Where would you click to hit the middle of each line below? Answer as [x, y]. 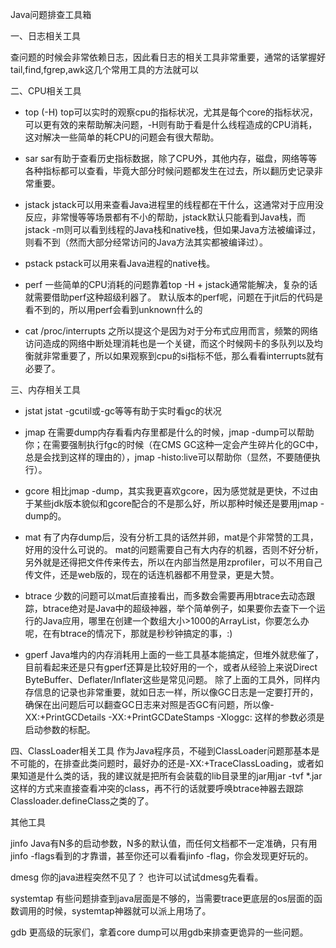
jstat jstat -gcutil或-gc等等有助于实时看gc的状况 [123, 411]
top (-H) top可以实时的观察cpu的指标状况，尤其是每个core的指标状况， [171, 112]
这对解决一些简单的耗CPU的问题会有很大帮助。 [122, 137]
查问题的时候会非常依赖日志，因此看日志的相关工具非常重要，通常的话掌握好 [168, 57]
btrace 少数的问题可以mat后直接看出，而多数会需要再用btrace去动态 [165, 596]
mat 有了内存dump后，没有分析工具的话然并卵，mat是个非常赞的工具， [171, 537]
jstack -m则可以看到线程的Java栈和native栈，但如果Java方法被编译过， [172, 229]
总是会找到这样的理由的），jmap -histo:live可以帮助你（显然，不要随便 [168, 457]
